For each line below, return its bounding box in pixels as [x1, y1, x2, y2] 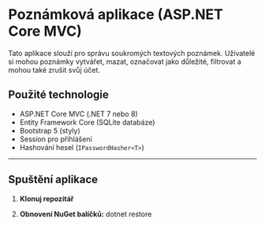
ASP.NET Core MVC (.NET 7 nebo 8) [19, 109, 138, 118]
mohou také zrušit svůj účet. [8, 65, 101, 74]
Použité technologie [8, 88, 109, 102]
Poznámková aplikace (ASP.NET [8, 6, 223, 24]
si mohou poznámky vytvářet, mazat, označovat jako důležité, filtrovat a [8, 57, 242, 66]
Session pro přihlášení [19, 134, 92, 144]
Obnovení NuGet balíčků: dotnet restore [19, 209, 152, 219]
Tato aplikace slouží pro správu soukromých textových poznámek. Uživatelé [8, 48, 256, 58]
